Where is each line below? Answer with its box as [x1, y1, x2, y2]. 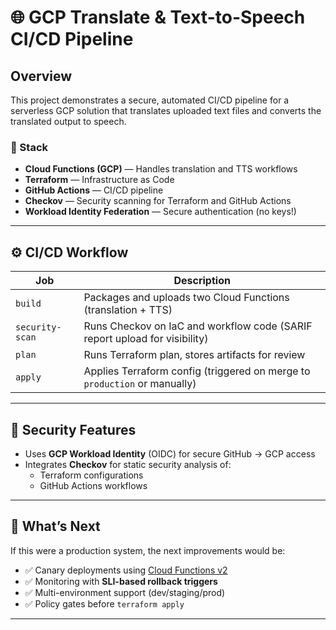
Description [173, 274, 231, 288]
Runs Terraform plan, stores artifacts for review [83, 348, 306, 362]
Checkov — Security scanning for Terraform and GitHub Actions [24, 195, 292, 207]
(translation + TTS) [83, 303, 173, 317]
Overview [10, 67, 73, 85]
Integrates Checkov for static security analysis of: [24, 458, 232, 470]
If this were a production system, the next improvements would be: [10, 544, 286, 556]
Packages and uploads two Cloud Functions [83, 291, 290, 305]
